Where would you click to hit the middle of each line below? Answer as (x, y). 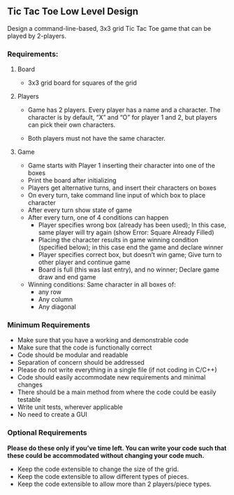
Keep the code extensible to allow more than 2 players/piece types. (114, 484)
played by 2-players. (37, 36)
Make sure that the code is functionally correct (85, 348)
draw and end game (67, 277)
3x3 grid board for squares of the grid (82, 83)
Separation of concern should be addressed (81, 363)
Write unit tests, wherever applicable (70, 407)
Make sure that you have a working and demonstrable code (103, 340)
